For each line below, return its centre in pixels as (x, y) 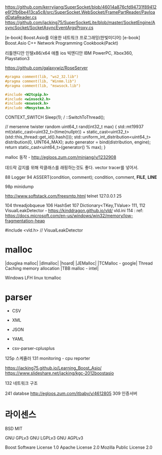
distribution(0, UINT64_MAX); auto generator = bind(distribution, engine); (78, 142)
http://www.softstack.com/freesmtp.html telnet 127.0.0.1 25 (63, 196)
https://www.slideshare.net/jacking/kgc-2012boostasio (60, 373)
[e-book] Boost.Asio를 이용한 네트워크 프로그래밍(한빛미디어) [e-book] (73, 38)
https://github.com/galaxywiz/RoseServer (47, 68)
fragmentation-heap (25, 221)
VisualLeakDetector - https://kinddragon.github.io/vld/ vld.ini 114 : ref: (74, 211)
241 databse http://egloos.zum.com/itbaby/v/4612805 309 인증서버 (71, 393)
